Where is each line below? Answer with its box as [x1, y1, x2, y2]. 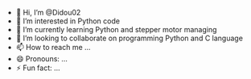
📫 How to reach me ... [15, 43, 91, 52]
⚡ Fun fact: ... [15, 63, 60, 73]
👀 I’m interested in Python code [15, 16, 121, 26]
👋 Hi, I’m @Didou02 [15, 8, 81, 17]
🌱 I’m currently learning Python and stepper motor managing [15, 25, 217, 34]
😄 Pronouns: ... [15, 54, 68, 64]
